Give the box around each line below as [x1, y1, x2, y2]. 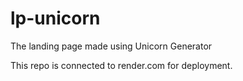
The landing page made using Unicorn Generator [10, 40, 213, 52]
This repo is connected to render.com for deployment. [10, 59, 233, 71]
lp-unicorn [10, 7, 101, 30]
